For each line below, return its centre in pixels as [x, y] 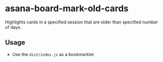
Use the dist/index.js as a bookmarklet [53, 54]
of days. [14, 27]
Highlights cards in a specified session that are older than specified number [81, 22]
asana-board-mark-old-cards [67, 9]
